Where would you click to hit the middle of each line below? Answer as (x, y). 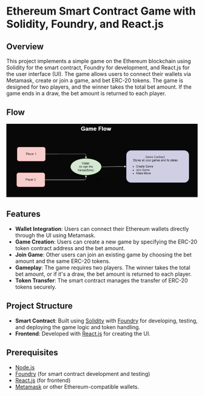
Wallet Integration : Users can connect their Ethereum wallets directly (102, 228)
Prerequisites (32, 353)
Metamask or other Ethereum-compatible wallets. (77, 386)
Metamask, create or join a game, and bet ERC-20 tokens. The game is (95, 80)
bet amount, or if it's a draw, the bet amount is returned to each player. (104, 274)
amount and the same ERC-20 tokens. (63, 261)
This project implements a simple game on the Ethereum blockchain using (99, 61)
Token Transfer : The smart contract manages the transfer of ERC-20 (101, 280)
